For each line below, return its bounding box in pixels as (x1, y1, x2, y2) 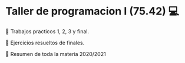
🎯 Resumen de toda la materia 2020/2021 (5, 50, 107, 57)
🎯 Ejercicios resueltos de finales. (5, 39, 85, 46)
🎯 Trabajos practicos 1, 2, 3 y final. (5, 27, 90, 35)
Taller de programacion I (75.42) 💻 (5, 5, 180, 18)
